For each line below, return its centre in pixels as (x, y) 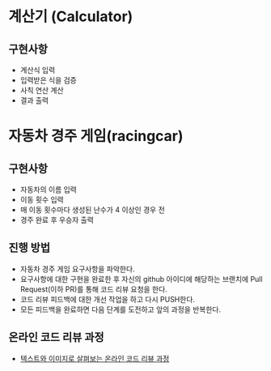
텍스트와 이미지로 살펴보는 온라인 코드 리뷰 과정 (95, 358)
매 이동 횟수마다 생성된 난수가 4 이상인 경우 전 (93, 210)
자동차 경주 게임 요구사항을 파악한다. (77, 269)
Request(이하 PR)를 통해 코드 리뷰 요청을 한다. (93, 289)
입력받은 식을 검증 (48, 80)
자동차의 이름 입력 (48, 190)
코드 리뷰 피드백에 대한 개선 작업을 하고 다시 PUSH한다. (108, 299)
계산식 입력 (38, 70)
